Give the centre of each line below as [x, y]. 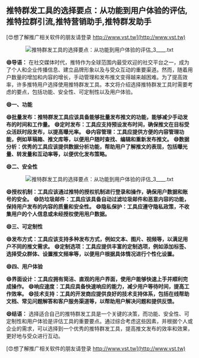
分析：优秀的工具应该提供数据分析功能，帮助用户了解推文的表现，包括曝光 [97, 146]
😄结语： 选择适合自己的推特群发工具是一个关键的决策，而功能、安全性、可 [98, 314]
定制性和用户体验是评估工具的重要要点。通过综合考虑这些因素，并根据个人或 [99, 321]
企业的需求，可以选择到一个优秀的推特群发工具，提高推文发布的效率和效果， [99, 328]
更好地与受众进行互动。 [35, 336]
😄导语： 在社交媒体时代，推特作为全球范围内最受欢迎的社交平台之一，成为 [98, 62]
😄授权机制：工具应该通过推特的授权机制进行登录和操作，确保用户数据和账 [97, 192]
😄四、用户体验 [25, 266]
